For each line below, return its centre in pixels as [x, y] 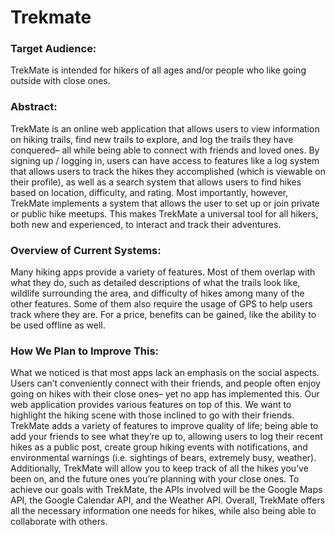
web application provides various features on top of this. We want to [151, 405]
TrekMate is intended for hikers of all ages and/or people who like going [158, 70]
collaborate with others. [59, 522]
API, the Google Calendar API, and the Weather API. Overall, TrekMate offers [168, 500]
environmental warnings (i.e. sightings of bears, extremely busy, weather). [163, 458]
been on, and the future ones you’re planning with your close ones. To [155, 479]
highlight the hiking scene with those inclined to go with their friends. [152, 415]
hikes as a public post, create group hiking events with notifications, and [159, 447]
